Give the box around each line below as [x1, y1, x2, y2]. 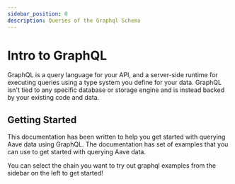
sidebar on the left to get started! [7, 169, 104, 178]
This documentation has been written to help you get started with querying [7, 132, 226, 142]
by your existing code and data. [7, 93, 100, 102]
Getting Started [7, 114, 77, 126]
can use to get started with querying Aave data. [7, 148, 147, 156]
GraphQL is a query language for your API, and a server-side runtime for [7, 71, 218, 79]
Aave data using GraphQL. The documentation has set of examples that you [7, 140, 229, 149]
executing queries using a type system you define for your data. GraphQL [7, 79, 222, 87]
